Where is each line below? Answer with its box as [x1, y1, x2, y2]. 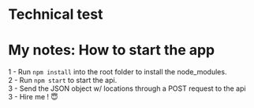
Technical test [8, 5, 103, 23]
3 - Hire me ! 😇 [8, 92, 58, 102]
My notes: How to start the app [8, 41, 215, 59]
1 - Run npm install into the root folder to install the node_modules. [8, 67, 227, 77]
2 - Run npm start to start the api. [8, 76, 118, 85]
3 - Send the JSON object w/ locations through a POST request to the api [8, 84, 246, 93]
